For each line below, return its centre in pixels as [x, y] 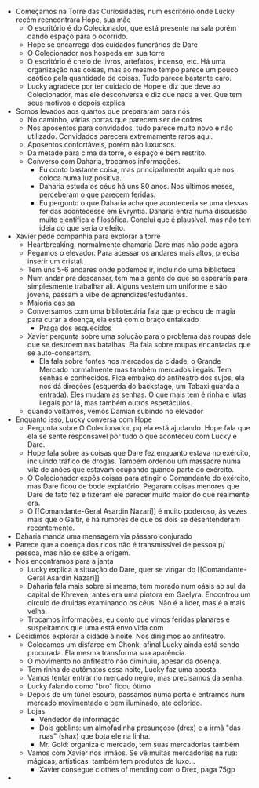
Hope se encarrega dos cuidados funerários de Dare [113, 45]
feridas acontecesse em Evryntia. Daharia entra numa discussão [143, 211]
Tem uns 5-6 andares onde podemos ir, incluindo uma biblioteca [131, 269]
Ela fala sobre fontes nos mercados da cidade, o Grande [130, 361]
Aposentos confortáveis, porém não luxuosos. [102, 145]
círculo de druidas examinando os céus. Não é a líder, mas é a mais [136, 603]
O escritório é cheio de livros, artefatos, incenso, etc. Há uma [126, 61]
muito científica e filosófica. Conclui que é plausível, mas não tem [145, 220]
